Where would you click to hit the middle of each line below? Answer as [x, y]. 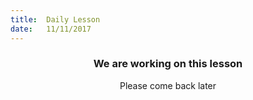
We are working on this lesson [168, 64]
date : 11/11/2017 [51, 29]
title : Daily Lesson [55, 19]
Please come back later [168, 85]
